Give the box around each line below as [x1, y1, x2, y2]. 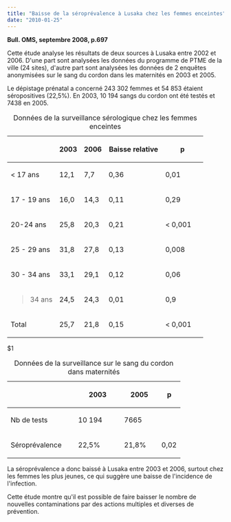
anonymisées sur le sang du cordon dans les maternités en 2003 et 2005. [7, 70, 217, 79]
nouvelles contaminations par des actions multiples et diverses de [7, 500, 195, 508]
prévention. [7, 507, 40, 515]
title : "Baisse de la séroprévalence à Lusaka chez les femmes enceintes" [7, 10, 226, 17]
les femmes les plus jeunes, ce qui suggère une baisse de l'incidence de [7, 472, 212, 480]
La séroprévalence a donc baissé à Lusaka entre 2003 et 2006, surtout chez [7, 464, 224, 472]
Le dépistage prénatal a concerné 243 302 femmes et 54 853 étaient [7, 84, 203, 92]
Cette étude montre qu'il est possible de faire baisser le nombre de [7, 492, 197, 501]
